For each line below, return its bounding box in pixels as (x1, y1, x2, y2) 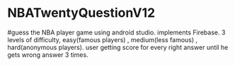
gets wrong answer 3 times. (7, 51, 88, 59)
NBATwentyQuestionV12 (7, 5, 156, 21)
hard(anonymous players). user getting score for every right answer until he (7, 43, 229, 51)
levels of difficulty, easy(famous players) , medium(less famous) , (7, 35, 198, 44)
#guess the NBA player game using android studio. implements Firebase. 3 (7, 28, 226, 37)
